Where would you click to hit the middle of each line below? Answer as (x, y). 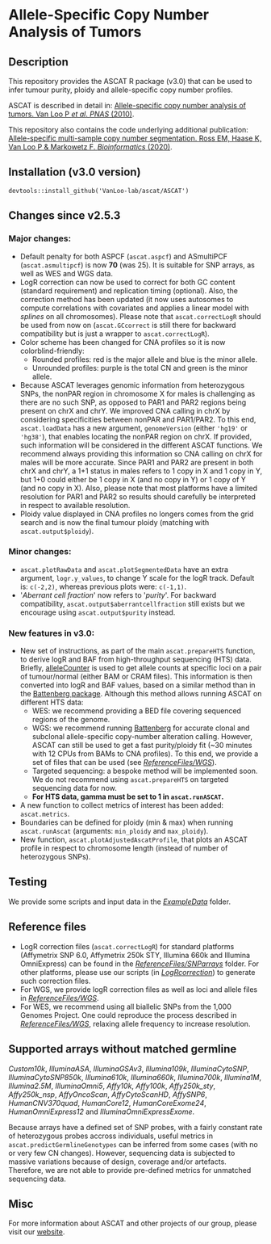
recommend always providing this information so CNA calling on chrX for (141, 453)
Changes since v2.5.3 (65, 216)
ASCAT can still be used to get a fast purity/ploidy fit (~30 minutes (142, 746)
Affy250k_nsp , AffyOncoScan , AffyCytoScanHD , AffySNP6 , (108, 1094)
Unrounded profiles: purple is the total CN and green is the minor (140, 368)
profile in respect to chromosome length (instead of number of (124, 848)
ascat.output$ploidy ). (57, 531)
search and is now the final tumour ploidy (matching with (115, 522)
